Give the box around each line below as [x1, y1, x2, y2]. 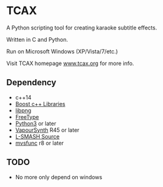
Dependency [6, 77, 56, 88]
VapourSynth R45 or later [15, 126, 80, 134]
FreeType [15, 113, 39, 120]
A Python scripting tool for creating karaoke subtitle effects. [6, 24, 157, 31]
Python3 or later [15, 120, 56, 127]
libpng [15, 107, 32, 114]
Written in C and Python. [6, 36, 69, 43]
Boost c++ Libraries [15, 100, 66, 107]
